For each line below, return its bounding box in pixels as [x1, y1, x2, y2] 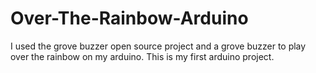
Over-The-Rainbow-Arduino [10, 7, 249, 30]
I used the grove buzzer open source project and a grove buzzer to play [10, 40, 307, 52]
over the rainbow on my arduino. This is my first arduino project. [10, 50, 275, 62]
